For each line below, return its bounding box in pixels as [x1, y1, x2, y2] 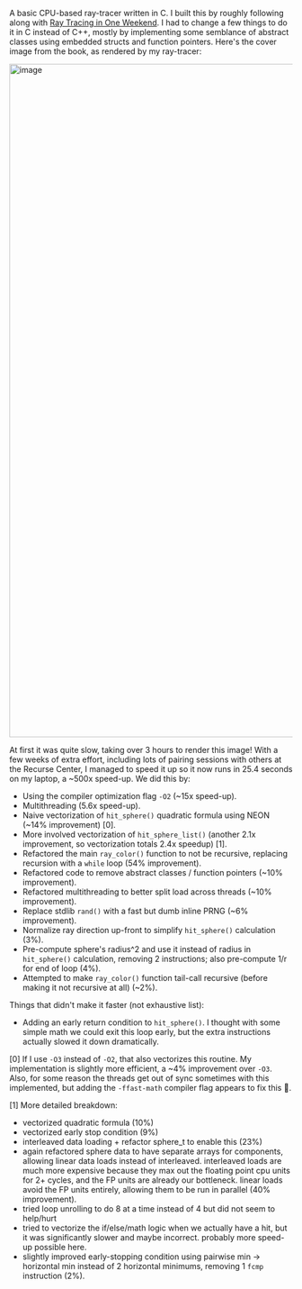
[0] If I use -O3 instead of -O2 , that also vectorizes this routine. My [9, 1054, 252, 1064]
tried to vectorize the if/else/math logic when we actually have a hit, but [22, 1222, 288, 1233]
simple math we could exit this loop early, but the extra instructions [22, 1027, 271, 1037]
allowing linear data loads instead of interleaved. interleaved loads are [22, 1156, 282, 1166]
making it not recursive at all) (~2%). [22, 982, 158, 993]
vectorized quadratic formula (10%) [22, 1117, 155, 1128]
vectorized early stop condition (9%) [22, 1127, 159, 1138]
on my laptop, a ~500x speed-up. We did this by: [9, 774, 191, 784]
